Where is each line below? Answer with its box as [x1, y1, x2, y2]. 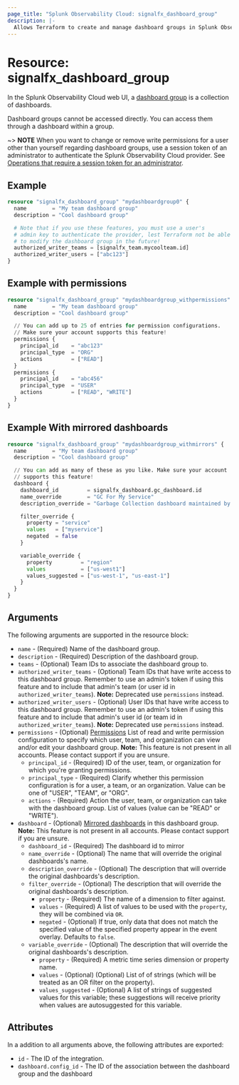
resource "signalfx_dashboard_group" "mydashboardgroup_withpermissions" [7, 296, 231, 303]
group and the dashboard [17, 1069, 92, 1078]
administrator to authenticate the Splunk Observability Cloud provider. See [7, 151, 225, 160]
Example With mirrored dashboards [7, 422, 169, 434]
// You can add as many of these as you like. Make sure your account [14, 467, 228, 474]
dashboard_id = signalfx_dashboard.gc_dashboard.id [20, 487, 202, 494]
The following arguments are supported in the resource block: [7, 631, 189, 639]
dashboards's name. [28, 857, 89, 865]
